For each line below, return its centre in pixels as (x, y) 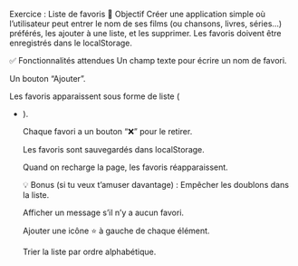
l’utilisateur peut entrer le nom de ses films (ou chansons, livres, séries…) (146, 24)
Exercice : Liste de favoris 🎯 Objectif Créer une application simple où (137, 14)
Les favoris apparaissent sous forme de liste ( (95, 96)
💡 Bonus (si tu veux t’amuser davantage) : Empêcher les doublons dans (156, 185)
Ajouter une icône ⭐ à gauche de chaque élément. (116, 231)
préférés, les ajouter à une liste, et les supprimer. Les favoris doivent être (146, 33)
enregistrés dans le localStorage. (71, 43)
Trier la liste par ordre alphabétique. (89, 251)
